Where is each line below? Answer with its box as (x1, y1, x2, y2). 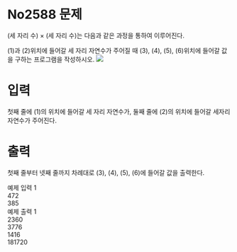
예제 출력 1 (7, 207, 37, 216)
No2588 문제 (7, 6, 83, 23)
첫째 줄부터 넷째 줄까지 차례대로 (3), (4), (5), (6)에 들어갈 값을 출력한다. (7, 168, 205, 177)
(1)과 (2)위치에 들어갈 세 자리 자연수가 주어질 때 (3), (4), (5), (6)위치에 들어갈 (7, 46, 220, 55)
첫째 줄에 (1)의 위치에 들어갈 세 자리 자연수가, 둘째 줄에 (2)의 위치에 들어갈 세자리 (7, 107, 231, 115)
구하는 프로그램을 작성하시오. (14, 55, 95, 64)
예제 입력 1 (7, 183, 37, 192)
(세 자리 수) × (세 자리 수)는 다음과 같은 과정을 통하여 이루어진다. (7, 31, 185, 40)
